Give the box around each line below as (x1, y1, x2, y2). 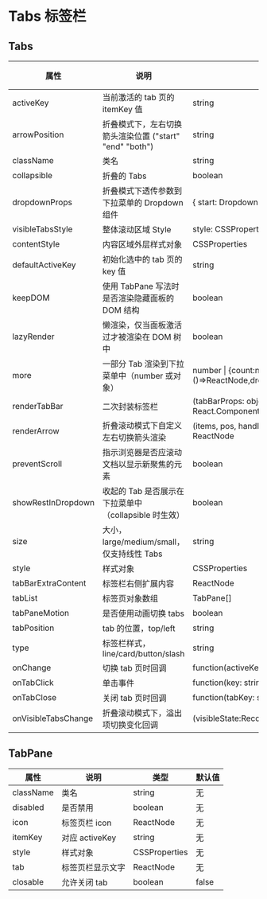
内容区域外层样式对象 (102, 239, 183, 250)
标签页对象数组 (102, 593, 159, 604)
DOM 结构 (102, 305, 141, 315)
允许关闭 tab (61, 877, 108, 888)
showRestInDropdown (12, 497, 95, 508)
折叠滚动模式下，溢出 (102, 707, 183, 718)
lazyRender (12, 331, 55, 342)
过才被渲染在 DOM (102, 332, 172, 342)
